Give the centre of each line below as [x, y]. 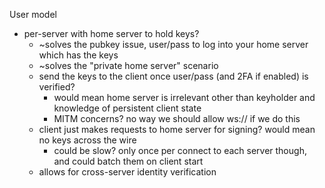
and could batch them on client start [128, 161]
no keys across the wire [87, 140]
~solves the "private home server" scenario [128, 65]
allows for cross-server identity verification [127, 172]
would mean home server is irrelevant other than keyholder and [184, 97]
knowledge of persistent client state [127, 108]
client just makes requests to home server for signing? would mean [177, 129]
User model [33, 14]
